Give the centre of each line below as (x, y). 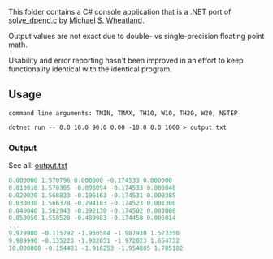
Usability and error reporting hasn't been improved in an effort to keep (126, 60)
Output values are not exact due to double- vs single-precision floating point (136, 36)
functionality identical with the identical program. (90, 69)
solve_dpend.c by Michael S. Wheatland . (76, 20)
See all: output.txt (38, 166)
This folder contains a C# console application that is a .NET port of (120, 12)
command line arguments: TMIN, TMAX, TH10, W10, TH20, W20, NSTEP (123, 113)
